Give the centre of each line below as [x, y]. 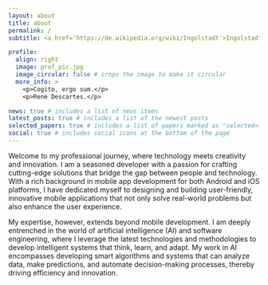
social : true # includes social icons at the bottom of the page [119, 133]
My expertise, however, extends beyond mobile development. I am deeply [130, 222]
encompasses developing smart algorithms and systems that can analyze [129, 256]
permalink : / [30, 30]
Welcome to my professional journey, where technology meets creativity [127, 155]
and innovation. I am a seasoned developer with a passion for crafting [123, 164]
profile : [23, 53]
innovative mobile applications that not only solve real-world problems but [130, 198]
